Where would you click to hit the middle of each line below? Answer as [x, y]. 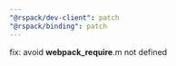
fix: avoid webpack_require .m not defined [88, 52]
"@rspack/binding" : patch [58, 26]
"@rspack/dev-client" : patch [64, 18]
